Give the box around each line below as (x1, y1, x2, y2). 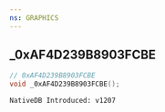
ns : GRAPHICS (9, 13, 59, 23)
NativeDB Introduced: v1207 (9, 97, 117, 106)
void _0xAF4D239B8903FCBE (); (9, 79, 120, 89)
